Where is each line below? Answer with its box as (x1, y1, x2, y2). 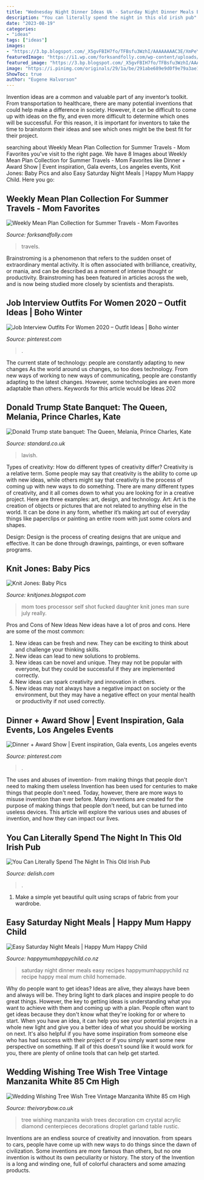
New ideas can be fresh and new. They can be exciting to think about (15, 639, 189, 647)
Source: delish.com (6, 870, 55, 877)
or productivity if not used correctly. (15, 698, 106, 705)
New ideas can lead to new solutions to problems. (15, 652, 140, 660)
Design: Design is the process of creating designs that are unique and (6, 533, 181, 541)
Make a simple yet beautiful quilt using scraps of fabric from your (15, 893, 179, 901)
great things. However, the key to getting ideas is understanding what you (6, 997, 191, 1005)
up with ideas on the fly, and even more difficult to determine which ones (6, 113, 189, 120)
